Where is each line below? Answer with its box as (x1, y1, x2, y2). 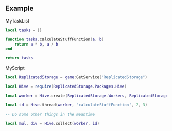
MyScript (5, 65, 25, 71)
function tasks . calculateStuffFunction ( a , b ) (5, 37, 104, 42)
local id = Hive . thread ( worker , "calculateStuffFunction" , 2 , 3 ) (5, 102, 148, 107)
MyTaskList (5, 17, 30, 24)
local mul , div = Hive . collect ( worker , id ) (5, 121, 100, 126)
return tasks (5, 56, 33, 61)
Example (5, 4, 34, 13)
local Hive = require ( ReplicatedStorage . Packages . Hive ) (5, 84, 127, 89)
